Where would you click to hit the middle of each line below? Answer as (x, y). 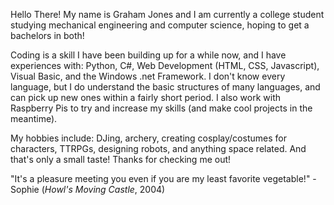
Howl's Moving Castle (89, 189)
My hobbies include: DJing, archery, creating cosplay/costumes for (148, 138)
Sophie (25, 189)
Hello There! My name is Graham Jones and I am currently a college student (167, 14)
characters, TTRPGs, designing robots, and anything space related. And (158, 148)
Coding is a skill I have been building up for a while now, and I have (148, 55)
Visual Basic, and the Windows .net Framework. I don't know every (148, 76)
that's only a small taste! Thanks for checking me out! (121, 159)
